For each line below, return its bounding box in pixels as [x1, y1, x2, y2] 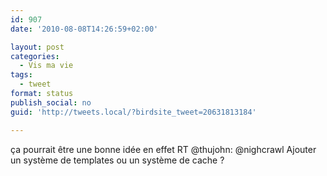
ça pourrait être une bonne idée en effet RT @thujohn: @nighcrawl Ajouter [10, 143, 317, 155]
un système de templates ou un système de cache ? [10, 154, 225, 166]
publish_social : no [10, 97, 92, 108]
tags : [10, 70, 33, 80]
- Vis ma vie [19, 61, 74, 71]
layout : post [10, 42, 65, 52]
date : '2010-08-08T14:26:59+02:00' [10, 24, 159, 34]
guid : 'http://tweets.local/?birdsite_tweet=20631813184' [10, 107, 257, 117]
